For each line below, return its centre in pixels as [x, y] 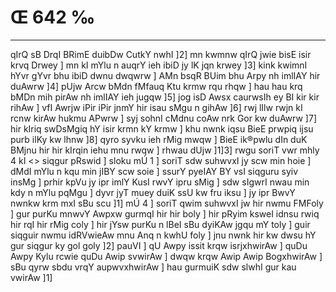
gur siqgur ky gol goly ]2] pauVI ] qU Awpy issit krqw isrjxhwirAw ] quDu [159, 245]
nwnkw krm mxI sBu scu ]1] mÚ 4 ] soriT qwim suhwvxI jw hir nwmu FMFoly [167, 203]
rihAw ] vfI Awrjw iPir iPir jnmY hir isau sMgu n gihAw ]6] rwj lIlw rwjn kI [156, 107]
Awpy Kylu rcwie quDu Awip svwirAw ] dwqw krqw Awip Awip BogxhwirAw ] [166, 256]
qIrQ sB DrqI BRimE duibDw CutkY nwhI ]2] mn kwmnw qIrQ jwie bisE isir [161, 54]
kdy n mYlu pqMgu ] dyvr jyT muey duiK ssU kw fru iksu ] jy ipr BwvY [153, 192]
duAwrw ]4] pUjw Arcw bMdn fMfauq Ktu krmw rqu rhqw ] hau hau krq [156, 86]
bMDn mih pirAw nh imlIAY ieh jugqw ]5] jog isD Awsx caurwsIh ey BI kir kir [165, 97]
